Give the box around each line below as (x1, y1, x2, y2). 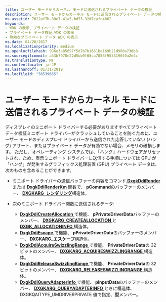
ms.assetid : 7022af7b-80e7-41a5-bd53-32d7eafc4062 (5, 16, 112, 21)
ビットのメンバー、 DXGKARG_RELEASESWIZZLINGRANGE (19, 266, 143, 272)
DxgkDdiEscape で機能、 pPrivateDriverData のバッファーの (19, 229, 144, 235)
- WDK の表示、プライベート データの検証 (5, 26, 80, 31)
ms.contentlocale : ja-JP (5, 62, 56, 67)
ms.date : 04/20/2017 (5, 40, 48, 44)
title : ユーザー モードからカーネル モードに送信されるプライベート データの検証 (5, 7, 152, 12)
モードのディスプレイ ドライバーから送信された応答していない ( (19, 136, 148, 142)
